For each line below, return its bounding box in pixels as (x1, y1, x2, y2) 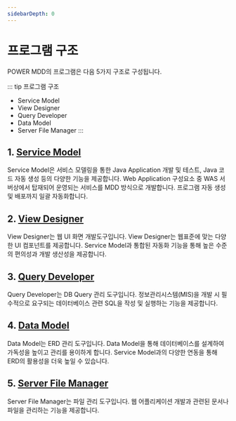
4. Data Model (7, 320, 70, 332)
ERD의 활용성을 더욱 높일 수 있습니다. (7, 356, 110, 365)
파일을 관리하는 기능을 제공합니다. (7, 406, 100, 414)
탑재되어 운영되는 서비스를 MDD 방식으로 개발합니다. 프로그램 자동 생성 (31, 183, 226, 192)
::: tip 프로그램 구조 (7, 82, 60, 91)
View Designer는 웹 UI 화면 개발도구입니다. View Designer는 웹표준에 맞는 (7, 232, 214, 241)
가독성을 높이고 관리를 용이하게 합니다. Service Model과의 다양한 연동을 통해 (7, 348, 218, 356)
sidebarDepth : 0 (7, 10, 55, 18)
